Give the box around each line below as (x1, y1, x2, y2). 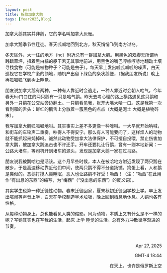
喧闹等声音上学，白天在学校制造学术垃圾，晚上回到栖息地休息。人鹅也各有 (9, 194, 162, 200)
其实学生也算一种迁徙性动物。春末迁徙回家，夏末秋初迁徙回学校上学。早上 (5, 188, 158, 194)
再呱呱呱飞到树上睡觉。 (5, 77, 53, 83)
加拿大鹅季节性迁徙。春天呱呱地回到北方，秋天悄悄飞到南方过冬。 (5, 41, 140, 47)
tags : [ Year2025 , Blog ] (5, 16, 52, 21)
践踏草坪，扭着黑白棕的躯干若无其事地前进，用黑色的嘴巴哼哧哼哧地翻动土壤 (5, 58, 162, 64)
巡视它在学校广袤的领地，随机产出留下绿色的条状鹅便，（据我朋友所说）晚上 (5, 71, 160, 77)
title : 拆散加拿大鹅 (5, 12, 43, 17)
